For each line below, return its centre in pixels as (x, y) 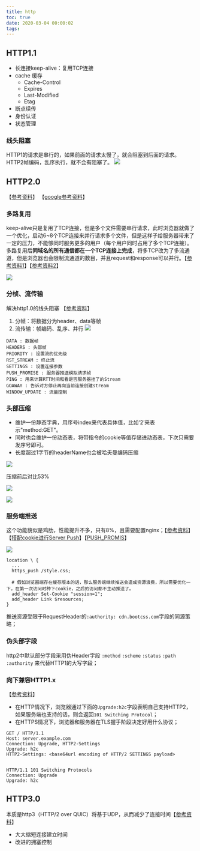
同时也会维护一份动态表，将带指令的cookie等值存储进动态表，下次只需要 (104, 438)
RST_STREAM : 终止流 (31, 360)
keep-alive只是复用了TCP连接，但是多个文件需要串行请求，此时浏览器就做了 (100, 228)
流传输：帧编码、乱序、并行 (49, 329)
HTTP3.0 (23, 799)
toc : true (19, 17)
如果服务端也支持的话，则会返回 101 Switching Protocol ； (87, 714)
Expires (33, 89)
